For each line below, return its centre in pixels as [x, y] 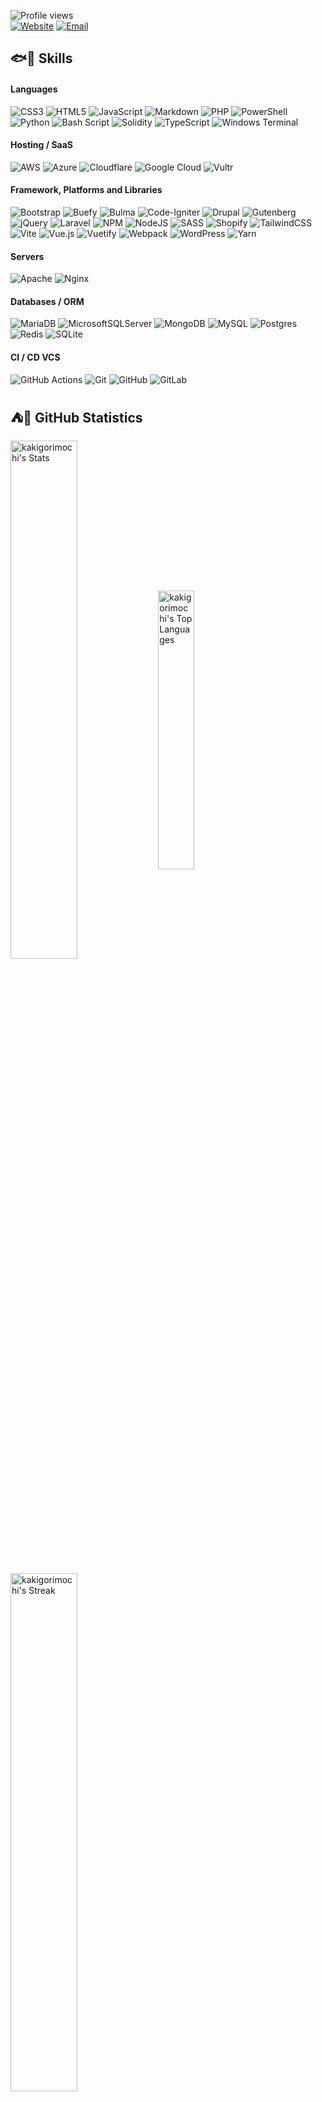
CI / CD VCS [35, 357]
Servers [27, 256]
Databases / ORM [47, 301]
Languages [34, 89]
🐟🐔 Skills [41, 58]
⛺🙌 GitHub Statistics [76, 418]
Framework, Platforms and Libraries [86, 190]
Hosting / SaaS [42, 145]
